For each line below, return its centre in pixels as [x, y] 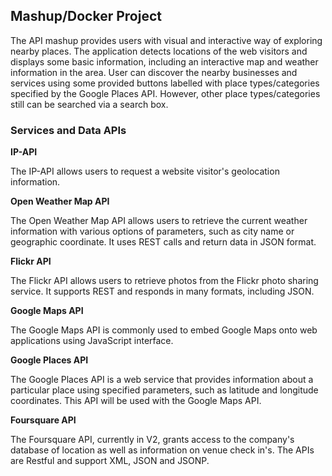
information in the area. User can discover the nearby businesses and [154, 72]
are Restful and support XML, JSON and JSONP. [110, 461]
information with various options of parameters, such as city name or [152, 231]
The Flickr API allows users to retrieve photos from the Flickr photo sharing [164, 281]
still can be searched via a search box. [89, 104]
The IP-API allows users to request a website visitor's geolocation [145, 171]
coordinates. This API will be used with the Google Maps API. [136, 401]
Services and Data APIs [68, 130]
